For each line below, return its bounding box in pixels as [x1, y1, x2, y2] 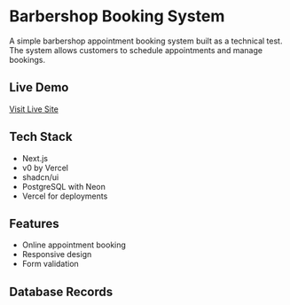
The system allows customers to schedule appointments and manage [9, 44, 263, 55]
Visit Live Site [9, 104, 59, 114]
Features [9, 215, 59, 231]
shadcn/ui [21, 171, 59, 183]
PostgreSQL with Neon [21, 181, 106, 192]
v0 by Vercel [21, 162, 69, 173]
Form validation [21, 259, 80, 270]
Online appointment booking [21, 239, 127, 250]
